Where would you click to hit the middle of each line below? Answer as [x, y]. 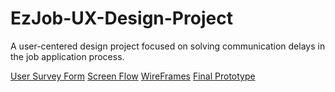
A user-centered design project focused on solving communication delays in [168, 46]
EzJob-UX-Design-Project [121, 18]
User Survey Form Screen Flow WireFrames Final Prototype [133, 76]
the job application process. [67, 56]
